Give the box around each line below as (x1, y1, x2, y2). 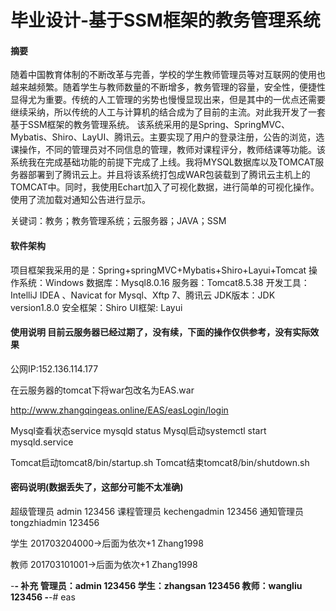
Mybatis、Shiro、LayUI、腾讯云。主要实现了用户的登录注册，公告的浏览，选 (10, 131, 325, 143)
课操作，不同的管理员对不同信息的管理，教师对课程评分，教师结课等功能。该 (10, 144, 326, 156)
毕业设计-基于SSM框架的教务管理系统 (10, 9, 321, 32)
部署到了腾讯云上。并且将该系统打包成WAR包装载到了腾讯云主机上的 (27, 169, 311, 181)
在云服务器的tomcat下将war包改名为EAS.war (10, 384, 195, 396)
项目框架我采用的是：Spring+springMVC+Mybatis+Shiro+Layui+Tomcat (10, 264, 307, 276)
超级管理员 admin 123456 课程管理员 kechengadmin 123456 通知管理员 (10, 506, 304, 517)
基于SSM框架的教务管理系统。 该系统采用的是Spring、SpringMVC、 (10, 119, 291, 131)
